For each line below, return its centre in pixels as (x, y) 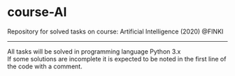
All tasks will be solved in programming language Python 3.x (94, 51)
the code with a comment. (45, 66)
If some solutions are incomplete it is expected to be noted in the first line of (117, 59)
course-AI (37, 12)
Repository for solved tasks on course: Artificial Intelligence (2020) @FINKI (115, 31)
